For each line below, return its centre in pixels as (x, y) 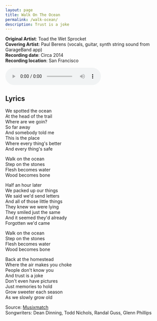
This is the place (22, 138)
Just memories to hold (29, 287)
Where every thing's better (34, 143)
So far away (18, 127)
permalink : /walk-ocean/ (32, 19)
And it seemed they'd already (36, 218)
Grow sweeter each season (34, 292)
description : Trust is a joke (37, 24)
